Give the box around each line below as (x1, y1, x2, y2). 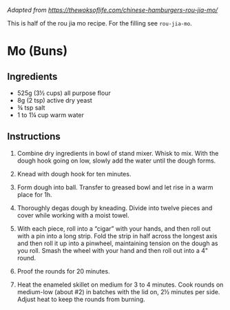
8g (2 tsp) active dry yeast (17, 96, 93, 104)
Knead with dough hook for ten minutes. (17, 169, 132, 178)
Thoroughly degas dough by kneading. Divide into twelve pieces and (17, 203, 213, 212)
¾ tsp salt (17, 103, 45, 112)
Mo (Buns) (7, 43, 68, 59)
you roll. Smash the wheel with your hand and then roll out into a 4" (17, 246, 209, 254)
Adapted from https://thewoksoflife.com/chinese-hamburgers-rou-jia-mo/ (7, 6, 218, 14)
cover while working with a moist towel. (17, 211, 129, 219)
